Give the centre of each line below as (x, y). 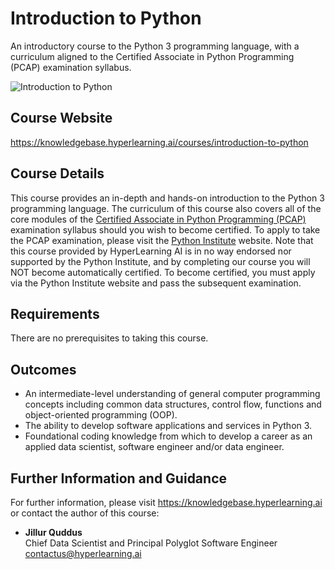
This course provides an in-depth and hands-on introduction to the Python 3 (167, 198)
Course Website (61, 118)
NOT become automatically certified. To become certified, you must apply (163, 272)
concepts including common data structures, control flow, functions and (173, 404)
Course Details (57, 173)
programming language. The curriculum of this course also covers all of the (166, 208)
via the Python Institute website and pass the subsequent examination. (156, 283)
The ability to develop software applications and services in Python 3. (168, 426)
